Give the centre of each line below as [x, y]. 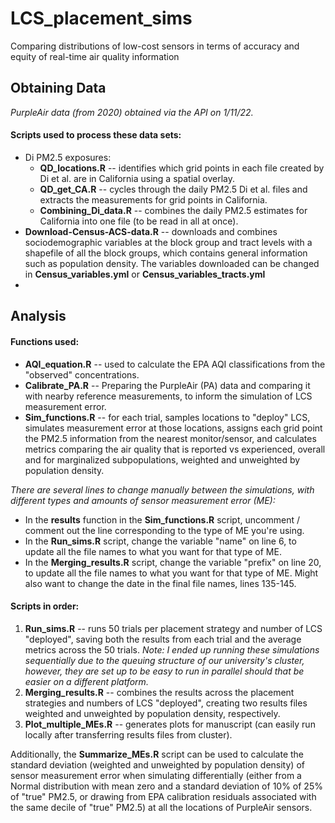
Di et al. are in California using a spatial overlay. [137, 178]
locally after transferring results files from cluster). [128, 734]
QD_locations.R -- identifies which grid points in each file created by [182, 168]
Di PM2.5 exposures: [68, 157]
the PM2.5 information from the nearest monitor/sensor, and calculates [170, 438]
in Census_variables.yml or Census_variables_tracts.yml [145, 274]
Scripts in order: [45, 606]
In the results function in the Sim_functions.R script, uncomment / [162, 519]
